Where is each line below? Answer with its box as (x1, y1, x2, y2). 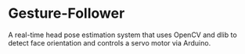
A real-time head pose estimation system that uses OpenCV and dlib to (8, 30, 237, 39)
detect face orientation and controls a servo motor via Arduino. (8, 38, 211, 47)
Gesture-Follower (8, 5, 125, 22)
